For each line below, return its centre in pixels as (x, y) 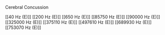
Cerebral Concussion (27, 7)
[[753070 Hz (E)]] (23, 27)
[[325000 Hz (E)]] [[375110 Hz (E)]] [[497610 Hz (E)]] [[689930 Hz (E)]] (79, 22)
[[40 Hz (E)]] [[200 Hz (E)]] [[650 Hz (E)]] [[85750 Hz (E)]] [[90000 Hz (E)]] (83, 17)
